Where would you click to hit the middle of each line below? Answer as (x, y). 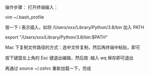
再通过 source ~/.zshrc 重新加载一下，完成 (48, 68)
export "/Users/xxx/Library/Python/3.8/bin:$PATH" (57, 37)
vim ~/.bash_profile (25, 17)
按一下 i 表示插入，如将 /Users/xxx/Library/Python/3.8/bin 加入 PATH (74, 27)
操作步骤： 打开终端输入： (31, 7)
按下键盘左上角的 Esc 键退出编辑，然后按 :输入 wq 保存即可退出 (69, 58)
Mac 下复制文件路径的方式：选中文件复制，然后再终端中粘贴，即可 (73, 47)
